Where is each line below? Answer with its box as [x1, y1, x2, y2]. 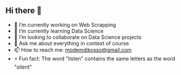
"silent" [13, 63, 33, 70]
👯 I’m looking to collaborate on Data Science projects [13, 33, 142, 41]
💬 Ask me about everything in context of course [13, 40, 129, 47]
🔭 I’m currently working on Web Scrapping [13, 21, 116, 28]
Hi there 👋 [5, 6, 42, 16]
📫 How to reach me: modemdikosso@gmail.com [13, 46, 132, 53]
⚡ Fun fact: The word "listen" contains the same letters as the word [13, 55, 176, 62]
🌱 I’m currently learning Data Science [13, 27, 104, 34]
